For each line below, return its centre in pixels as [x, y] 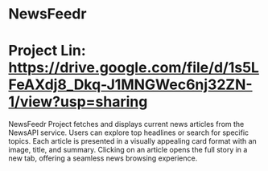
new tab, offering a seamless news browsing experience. [103, 158]
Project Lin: [47, 51]
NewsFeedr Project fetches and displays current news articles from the [126, 124]
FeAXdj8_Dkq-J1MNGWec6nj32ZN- [130, 85]
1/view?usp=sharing [78, 102]
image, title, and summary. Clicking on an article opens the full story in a [128, 150]
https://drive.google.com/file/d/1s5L [134, 68]
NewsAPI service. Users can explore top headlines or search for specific [129, 132]
